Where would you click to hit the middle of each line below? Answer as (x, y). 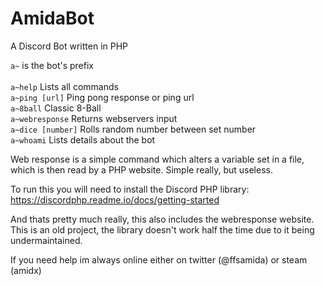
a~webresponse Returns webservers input (94, 118)
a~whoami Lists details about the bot (83, 139)
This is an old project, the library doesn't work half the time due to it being (162, 229)
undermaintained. (46, 240)
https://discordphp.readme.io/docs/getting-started (115, 199)
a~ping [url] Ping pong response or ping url (102, 97)
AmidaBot (52, 18)
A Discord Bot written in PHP (69, 46)
